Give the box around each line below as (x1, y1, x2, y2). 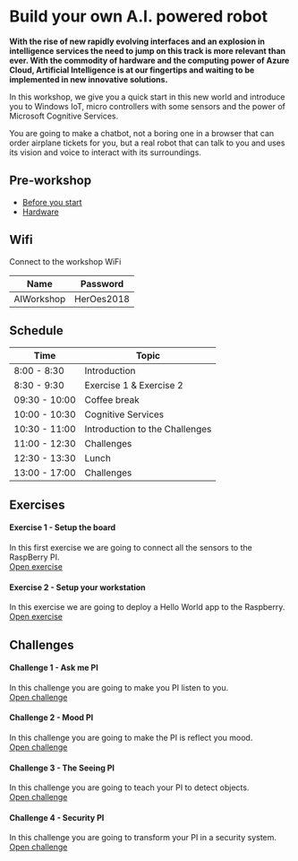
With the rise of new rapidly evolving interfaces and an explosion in (9, 36, 266, 47)
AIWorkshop (13, 292, 66, 305)
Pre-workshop (9, 173, 92, 188)
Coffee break (84, 394, 140, 406)
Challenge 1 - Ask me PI (9, 662, 98, 674)
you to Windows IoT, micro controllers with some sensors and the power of (9, 100, 286, 111)
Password (80, 277, 123, 290)
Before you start (21, 196, 82, 207)
